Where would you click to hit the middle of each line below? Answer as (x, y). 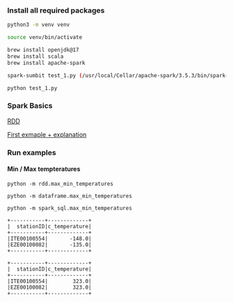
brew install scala (36, 56)
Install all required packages (56, 10)
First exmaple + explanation (47, 134)
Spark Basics (30, 106)
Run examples (32, 152)
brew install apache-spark (46, 63)
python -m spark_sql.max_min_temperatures (70, 208)
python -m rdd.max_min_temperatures (60, 184)
